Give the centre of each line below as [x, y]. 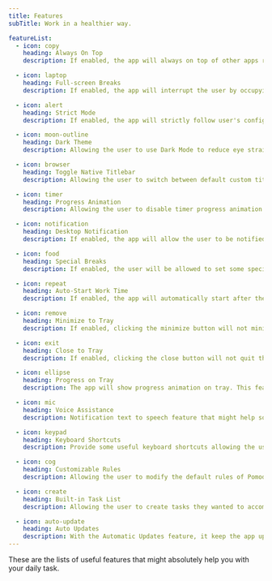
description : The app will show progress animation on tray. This [137, 388]
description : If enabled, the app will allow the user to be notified [144, 239]
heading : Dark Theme [57, 143]
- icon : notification [52, 224]
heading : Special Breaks [65, 261]
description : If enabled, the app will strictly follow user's [132, 120]
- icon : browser [43, 165]
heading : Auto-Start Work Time [76, 291]
